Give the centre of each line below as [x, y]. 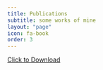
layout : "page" [30, 27]
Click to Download [34, 59]
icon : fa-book [28, 33]
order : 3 [20, 40]
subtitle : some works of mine [52, 20]
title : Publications [38, 14]
